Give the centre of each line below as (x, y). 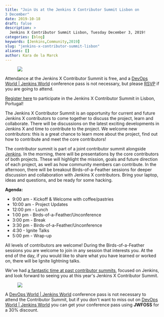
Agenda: (14, 190)
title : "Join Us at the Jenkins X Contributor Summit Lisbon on (72, 10)
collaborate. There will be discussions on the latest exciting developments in (82, 124)
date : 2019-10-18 (23, 19)
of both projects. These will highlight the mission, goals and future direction (82, 159)
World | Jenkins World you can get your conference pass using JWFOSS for (82, 305)
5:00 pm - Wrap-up (32, 236)
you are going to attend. (29, 89)
